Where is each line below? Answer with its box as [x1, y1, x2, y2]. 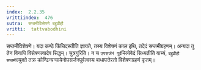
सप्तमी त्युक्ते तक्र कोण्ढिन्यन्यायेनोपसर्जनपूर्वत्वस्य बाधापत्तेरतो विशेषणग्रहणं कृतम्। [6, 56, 156, 64]
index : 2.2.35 [6, 9, 45, 15]
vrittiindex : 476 [6, 15, 53, 21]
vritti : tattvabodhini [6, 26, 67, 32]
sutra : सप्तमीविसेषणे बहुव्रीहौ [6, 20, 64, 26]
